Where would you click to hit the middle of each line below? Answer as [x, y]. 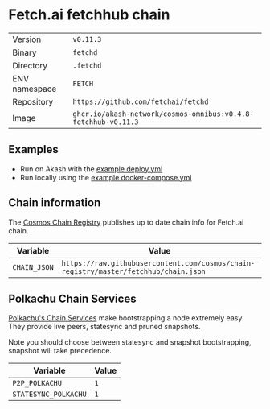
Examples [33, 149]
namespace [35, 89]
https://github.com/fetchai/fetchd [141, 101]
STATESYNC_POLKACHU [49, 395]
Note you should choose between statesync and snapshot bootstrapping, [130, 342]
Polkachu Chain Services [72, 298]
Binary [25, 52]
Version [27, 39]
